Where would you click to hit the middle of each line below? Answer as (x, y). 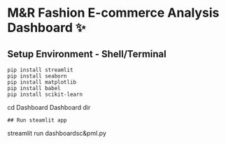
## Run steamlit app (37, 120)
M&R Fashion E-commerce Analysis (113, 13)
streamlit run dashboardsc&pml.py (57, 133)
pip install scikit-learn (45, 94)
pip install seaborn (37, 76)
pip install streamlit (40, 70)
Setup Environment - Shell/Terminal (87, 54)
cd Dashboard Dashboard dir (49, 107)
